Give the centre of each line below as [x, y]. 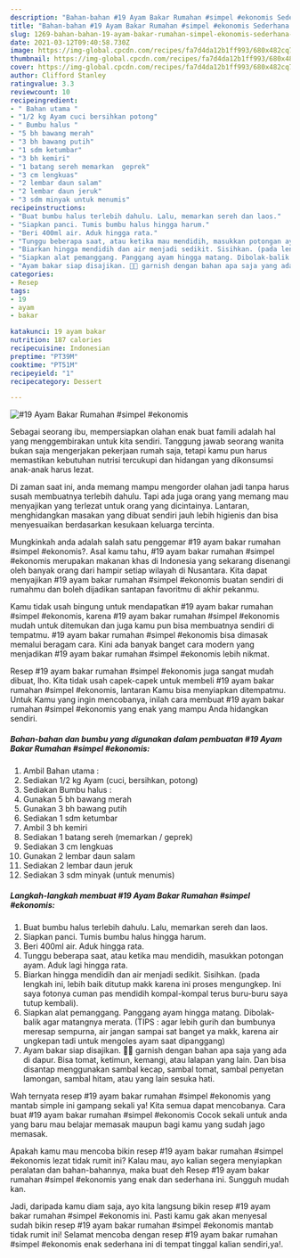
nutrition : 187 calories [56, 340]
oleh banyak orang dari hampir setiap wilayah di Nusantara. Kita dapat [139, 570]
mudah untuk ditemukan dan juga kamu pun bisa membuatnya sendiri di [142, 625]
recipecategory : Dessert [56, 381]
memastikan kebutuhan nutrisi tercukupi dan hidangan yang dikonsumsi [142, 461]
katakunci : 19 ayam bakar [58, 332]
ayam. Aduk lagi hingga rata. [75, 965]
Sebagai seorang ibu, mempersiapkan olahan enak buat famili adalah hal [143, 432]
